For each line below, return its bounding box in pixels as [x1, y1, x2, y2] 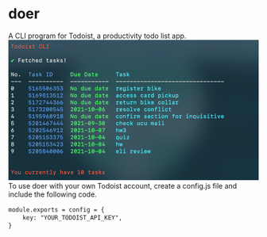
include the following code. [8, 189, 97, 199]
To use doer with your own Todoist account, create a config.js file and [8, 181, 238, 190]
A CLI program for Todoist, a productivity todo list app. [8, 31, 187, 40]
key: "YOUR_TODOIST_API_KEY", [22, 213, 123, 222]
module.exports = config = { [8, 205, 105, 214]
